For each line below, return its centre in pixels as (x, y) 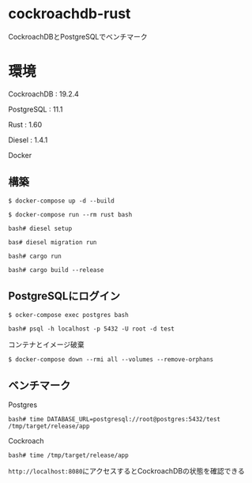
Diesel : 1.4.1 (28, 140)
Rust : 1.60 (25, 124)
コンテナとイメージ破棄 (46, 344)
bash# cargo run (35, 256)
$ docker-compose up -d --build (61, 201)
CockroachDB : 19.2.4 (43, 94)
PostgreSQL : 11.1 (36, 109)
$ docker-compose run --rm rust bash (70, 214)
